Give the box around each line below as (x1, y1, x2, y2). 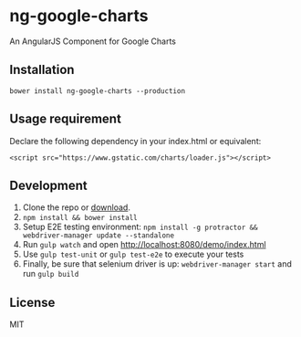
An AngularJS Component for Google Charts (9, 36, 176, 47)
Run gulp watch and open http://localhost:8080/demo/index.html (22, 239, 266, 250)
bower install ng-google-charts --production (9, 86, 185, 96)
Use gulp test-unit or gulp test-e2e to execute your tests (22, 248, 244, 260)
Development (9, 177, 88, 193)
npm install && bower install (22, 214, 139, 223)
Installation (9, 62, 75, 78)
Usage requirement (9, 111, 121, 127)
